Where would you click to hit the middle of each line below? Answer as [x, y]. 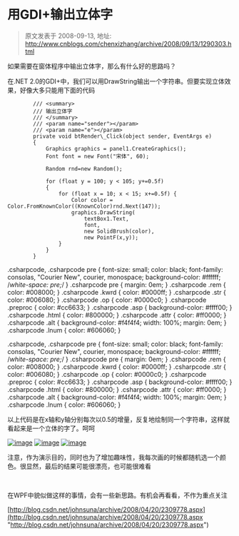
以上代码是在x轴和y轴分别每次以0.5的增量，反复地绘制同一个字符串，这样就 [119, 419]
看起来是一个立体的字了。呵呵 [51, 428]
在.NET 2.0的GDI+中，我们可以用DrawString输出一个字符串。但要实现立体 [116, 81]
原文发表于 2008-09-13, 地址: [68, 36]
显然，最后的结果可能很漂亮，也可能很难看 [88, 466]
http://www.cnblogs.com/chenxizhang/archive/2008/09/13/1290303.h [128, 44]
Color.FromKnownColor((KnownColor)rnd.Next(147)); [84, 206]
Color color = [92, 200]
